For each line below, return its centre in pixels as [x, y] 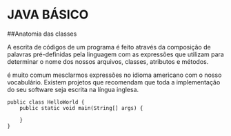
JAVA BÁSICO [48, 15]
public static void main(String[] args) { [81, 108]
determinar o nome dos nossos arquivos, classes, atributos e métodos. [108, 61]
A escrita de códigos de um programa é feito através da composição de [109, 47]
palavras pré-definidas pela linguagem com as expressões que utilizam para [115, 54]
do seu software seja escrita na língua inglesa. [73, 89]
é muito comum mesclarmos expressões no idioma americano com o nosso [114, 75]
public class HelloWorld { [46, 102]
